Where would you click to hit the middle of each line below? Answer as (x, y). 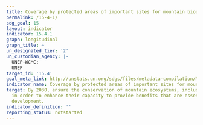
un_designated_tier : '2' (37, 51)
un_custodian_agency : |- (37, 56)
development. (28, 101)
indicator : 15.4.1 (29, 34)
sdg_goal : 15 (23, 23)
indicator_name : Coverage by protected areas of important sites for (96, 85)
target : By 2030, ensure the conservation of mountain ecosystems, (93, 90)
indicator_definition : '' (39, 107)
